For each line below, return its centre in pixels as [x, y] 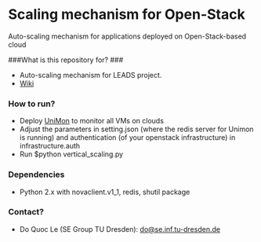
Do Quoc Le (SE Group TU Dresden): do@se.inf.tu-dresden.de [120, 229]
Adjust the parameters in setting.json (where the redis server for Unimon [136, 129]
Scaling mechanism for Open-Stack [127, 15]
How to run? [32, 104]
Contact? [26, 212]
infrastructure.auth [50, 146]
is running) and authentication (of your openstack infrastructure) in [127, 137]
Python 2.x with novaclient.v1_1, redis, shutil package [105, 192]
